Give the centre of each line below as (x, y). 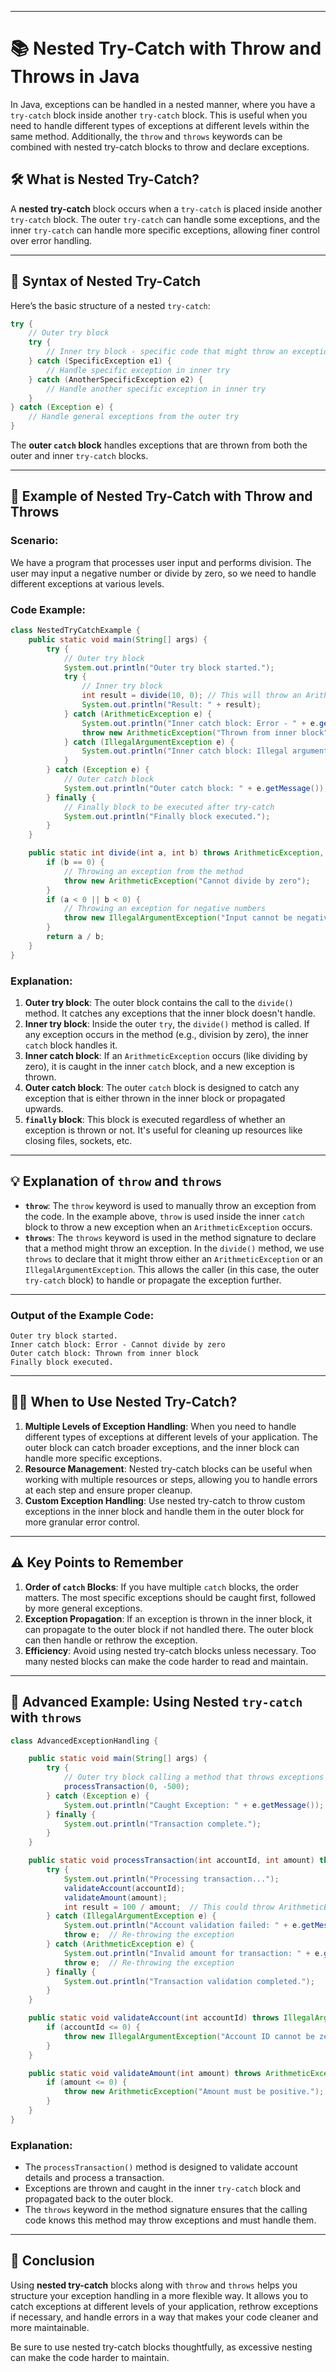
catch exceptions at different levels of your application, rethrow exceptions (164, 2306)
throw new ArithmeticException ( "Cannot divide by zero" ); (187, 881)
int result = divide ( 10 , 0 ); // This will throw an (191, 696)
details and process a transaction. (94, 2178)
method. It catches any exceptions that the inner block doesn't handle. (170, 1013)
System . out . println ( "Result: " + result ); (171, 705)
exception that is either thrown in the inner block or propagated (155, 1098)
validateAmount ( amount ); (115, 1897)
